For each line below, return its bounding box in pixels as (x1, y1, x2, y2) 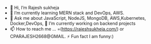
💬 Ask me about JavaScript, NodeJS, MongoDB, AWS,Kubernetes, (9, 15, 146, 21)
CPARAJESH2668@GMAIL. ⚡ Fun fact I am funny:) (9, 34, 114, 39)
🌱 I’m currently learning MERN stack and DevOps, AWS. (9, 10, 125, 16)
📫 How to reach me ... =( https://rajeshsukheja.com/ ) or (9, 26, 125, 32)
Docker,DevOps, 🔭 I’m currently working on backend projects (9, 20, 136, 26)
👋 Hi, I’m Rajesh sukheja (9, 5, 60, 10)
